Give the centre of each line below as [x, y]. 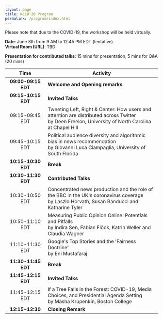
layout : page [18, 9]
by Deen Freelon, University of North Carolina [99, 122]
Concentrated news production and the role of [100, 190]
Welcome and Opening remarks [85, 84]
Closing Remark [67, 309]
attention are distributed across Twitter [92, 115]
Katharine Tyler [65, 207]
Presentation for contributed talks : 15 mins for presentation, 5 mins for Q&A [81, 56]
